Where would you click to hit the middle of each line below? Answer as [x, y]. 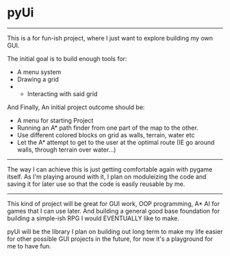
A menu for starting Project [55, 120]
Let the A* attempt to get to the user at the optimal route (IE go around [116, 142]
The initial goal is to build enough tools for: [67, 58]
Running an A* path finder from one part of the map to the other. [107, 128]
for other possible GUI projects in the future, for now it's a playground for [110, 239]
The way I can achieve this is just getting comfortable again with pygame [110, 169]
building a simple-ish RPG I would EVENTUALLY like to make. [93, 218]
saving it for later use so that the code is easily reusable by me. [96, 184]
